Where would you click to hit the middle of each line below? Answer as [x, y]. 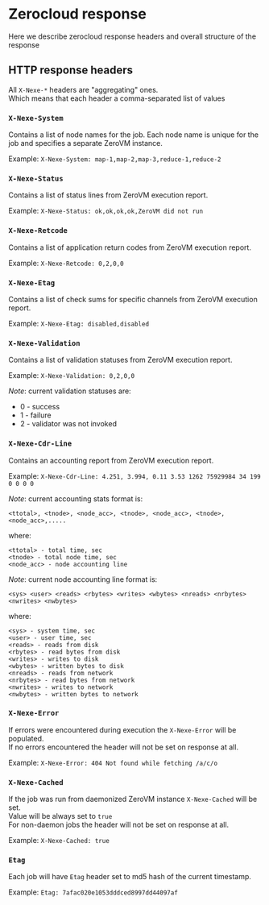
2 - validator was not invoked [68, 424]
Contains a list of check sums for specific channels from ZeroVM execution [133, 299]
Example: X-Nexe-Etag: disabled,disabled [79, 323]
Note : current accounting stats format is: [76, 498]
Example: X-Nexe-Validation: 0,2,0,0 [72, 376]
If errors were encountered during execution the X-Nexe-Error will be [122, 729]
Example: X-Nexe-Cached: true [59, 841]
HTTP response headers [71, 71]
